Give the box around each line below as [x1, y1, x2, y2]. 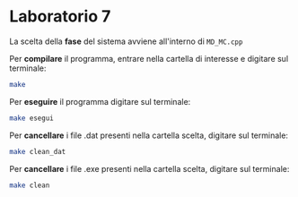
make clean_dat [9, 147, 66, 156]
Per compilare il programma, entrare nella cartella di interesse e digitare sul [9, 53, 289, 64]
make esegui [9, 114, 54, 123]
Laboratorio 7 [9, 6, 111, 27]
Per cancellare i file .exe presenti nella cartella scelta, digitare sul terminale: [9, 163, 290, 174]
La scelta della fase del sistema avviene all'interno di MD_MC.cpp [9, 36, 243, 47]
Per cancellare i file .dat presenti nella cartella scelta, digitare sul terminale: [9, 130, 289, 141]
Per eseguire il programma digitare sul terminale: [9, 96, 191, 107]
